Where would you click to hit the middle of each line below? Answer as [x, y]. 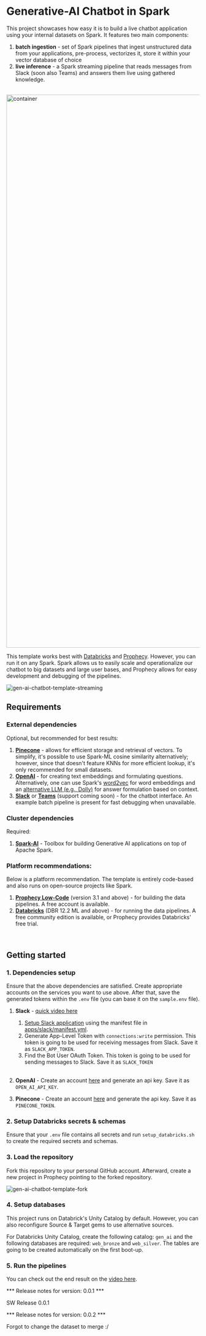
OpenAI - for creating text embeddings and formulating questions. [99, 776]
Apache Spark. [34, 850]
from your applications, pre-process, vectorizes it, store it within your [103, 53]
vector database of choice [48, 60]
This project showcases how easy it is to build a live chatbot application [97, 28]
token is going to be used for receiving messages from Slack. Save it [111, 1042]
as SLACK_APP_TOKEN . [50, 1048]
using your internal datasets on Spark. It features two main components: [97, 34]
